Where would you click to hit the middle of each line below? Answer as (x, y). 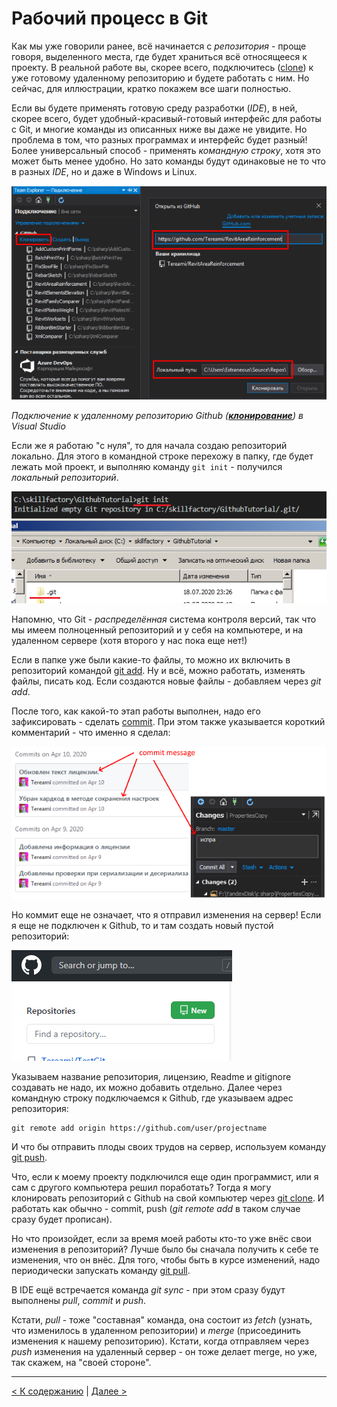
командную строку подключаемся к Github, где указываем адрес (152, 1098)
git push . (29, 1157)
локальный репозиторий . (65, 477)
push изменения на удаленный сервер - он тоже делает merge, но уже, (164, 1351)
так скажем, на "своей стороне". (81, 1362)
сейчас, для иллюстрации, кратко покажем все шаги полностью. (151, 88)
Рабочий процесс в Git (109, 18)
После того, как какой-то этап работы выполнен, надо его (136, 711)
